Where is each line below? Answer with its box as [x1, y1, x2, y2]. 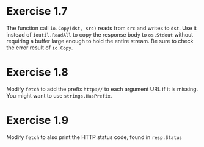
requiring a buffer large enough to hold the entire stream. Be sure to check [6, 37, 194, 45]
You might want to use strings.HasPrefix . [6, 91, 112, 99]
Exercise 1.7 [6, 4, 68, 18]
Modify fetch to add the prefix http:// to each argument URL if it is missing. [6, 85, 199, 93]
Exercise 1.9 [6, 113, 69, 127]
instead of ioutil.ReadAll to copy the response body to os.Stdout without [6, 30, 194, 38]
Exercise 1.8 [6, 65, 68, 79]
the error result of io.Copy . [6, 44, 73, 51]
